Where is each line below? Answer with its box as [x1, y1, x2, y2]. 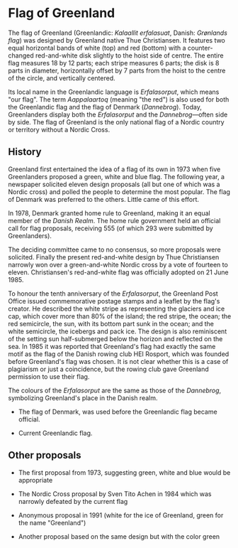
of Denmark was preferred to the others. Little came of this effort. [8, 195, 200, 203]
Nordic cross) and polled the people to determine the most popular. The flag [8, 187, 231, 196]
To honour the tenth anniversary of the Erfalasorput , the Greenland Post [8, 289, 218, 298]
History [8, 146, 42, 158]
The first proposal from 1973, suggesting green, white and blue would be [18, 468, 231, 477]
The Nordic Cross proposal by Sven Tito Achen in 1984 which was [18, 489, 212, 498]
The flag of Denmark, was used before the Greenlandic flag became [18, 407, 218, 416]
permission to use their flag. [8, 372, 90, 381]
